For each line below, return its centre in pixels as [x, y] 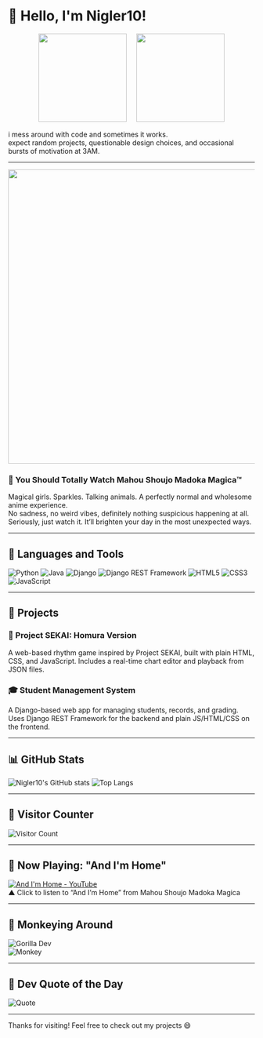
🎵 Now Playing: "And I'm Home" [87, 866]
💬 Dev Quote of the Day [66, 984]
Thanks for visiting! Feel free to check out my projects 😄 [100, 1025]
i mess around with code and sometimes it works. [88, 134]
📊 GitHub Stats [46, 760]
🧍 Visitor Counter [51, 815]
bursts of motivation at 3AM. [54, 151]
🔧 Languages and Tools [66, 554]
